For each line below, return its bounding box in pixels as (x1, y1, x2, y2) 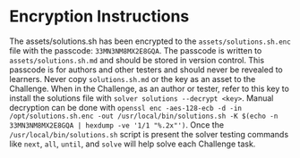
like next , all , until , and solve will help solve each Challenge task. (9, 138, 256, 149)
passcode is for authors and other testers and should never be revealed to (9, 64, 284, 75)
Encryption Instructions (9, 6, 190, 27)
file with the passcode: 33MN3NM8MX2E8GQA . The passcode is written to (9, 45, 262, 55)
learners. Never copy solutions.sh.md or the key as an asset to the (9, 73, 256, 84)
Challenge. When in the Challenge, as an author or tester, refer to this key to (9, 83, 289, 94)
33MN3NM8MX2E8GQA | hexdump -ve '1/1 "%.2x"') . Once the (9, 119, 225, 130)
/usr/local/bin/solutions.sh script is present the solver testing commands (9, 129, 289, 139)
